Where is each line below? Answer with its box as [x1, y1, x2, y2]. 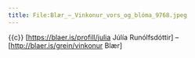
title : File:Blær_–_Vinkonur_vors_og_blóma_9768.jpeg [8, 11, 188, 19]
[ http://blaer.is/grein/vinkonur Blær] [8, 40, 123, 50]
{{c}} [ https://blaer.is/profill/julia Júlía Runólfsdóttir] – [8, 32, 179, 42]
